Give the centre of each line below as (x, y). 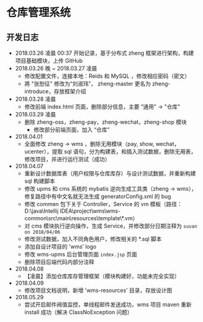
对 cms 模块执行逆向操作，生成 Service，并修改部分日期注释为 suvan (111, 226)
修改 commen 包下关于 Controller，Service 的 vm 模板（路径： (103, 204)
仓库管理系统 (39, 13)
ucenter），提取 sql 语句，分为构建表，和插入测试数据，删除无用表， (110, 151)
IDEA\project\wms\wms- (90, 211)
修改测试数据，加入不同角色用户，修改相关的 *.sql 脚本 (93, 239)
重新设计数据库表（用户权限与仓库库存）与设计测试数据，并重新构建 (110, 173)
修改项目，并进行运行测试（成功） (67, 159)
